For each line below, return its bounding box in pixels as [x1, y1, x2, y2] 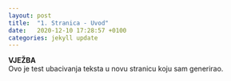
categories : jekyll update [8, 33, 98, 42]
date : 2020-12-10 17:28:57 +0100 [8, 26, 127, 34]
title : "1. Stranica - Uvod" [8, 19, 110, 27]
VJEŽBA [8, 56, 36, 65]
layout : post [8, 11, 52, 20]
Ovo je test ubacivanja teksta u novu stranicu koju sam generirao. [8, 64, 224, 74]
